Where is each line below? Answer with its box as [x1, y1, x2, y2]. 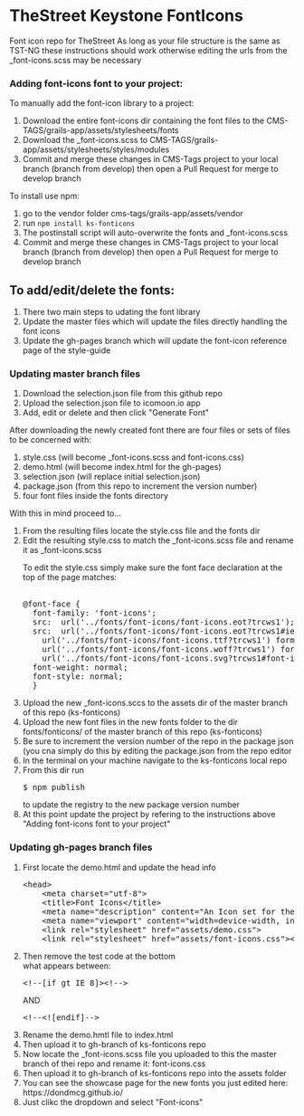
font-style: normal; [32, 672, 124, 682]
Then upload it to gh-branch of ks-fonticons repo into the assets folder [22, 1067, 287, 1078]
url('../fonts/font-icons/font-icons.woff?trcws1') [42, 644, 276, 654]
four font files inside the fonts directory [22, 491, 169, 501]
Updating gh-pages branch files [9, 841, 153, 854]
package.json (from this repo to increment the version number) [22, 481, 258, 491]
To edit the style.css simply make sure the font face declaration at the [22, 562, 283, 573]
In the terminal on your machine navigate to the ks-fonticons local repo [22, 755, 288, 766]
